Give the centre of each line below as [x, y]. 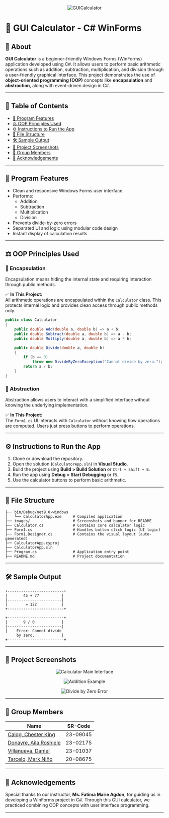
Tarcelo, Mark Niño [30, 759]
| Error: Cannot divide [33, 631]
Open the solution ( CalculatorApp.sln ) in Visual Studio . [70, 464]
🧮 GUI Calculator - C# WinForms [73, 28]
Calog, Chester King [31, 734]
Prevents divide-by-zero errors [45, 223]
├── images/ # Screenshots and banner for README [78, 521]
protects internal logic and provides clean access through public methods [81, 305]
